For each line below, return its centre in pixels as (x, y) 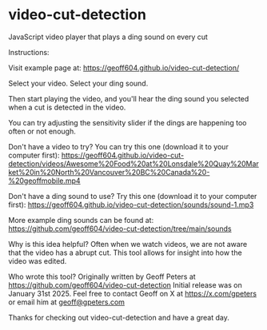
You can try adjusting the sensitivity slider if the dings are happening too (128, 122)
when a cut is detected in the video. (67, 107)
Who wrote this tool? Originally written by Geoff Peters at (102, 276)
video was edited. (38, 260)
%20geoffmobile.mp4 (45, 181)
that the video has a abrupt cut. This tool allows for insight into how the (125, 252)
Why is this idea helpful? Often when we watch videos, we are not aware (128, 244)
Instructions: (29, 52)
